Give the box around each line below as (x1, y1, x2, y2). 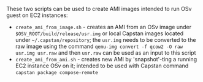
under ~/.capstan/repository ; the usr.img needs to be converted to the (15, 36, 196, 43)
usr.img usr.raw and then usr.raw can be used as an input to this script (15, 49, 196, 56)
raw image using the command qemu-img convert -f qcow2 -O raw (15, 43, 183, 50)
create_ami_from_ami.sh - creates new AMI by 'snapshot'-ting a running (15, 56, 197, 63)
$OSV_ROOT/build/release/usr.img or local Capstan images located (15, 30, 184, 37)
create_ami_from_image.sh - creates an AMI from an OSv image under (15, 24, 192, 30)
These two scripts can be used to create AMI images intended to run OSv (6, 5, 192, 12)
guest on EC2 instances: (6, 12, 69, 19)
